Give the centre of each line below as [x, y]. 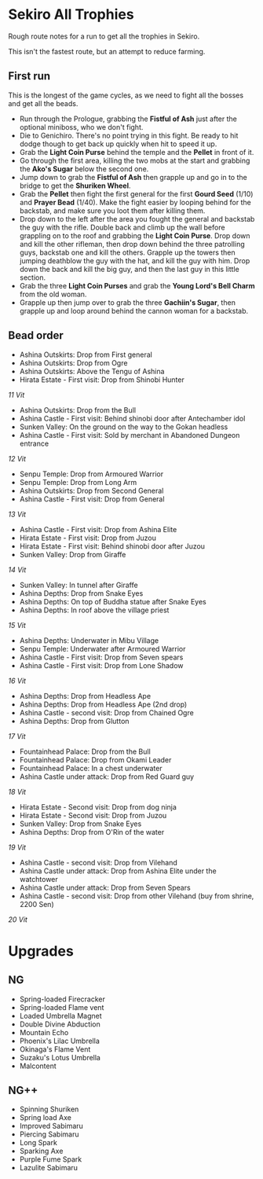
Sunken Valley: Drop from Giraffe [73, 554]
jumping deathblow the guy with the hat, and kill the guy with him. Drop [135, 260]
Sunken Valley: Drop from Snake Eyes [80, 824]
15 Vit [17, 625]
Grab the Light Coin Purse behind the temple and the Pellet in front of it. [137, 152]
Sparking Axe [41, 1151]
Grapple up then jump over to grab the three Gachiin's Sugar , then [127, 302]
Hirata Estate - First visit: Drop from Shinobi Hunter [102, 380]
